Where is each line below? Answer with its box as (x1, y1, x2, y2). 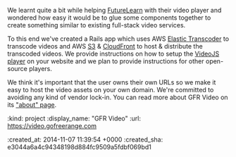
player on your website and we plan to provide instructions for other (7, 57, 204, 65)
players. (29, 65, 53, 73)
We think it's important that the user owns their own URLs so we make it (7, 78, 216, 87)
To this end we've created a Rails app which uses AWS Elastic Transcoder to (7, 34, 230, 43)
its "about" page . (7, 101, 57, 108)
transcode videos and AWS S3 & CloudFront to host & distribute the (7, 42, 203, 50)
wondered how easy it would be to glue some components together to (7, 13, 211, 22)
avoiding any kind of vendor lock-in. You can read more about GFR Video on (7, 93, 228, 101)
